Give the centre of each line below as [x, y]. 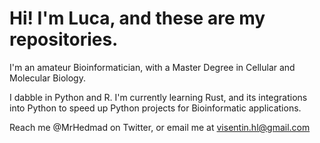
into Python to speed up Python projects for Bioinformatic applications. [155, 108]
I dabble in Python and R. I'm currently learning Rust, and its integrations [158, 97]
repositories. [64, 39]
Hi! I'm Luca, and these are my [137, 18]
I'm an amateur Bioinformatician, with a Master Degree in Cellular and [152, 67]
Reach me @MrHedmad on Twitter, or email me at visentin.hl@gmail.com [160, 127]
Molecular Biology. [47, 78]
